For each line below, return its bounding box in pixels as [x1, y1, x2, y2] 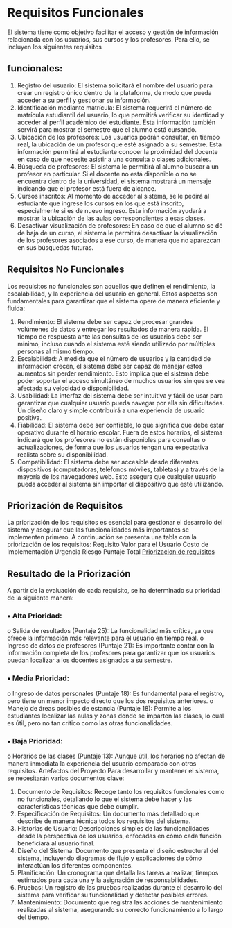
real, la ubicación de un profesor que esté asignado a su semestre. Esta [17, 140, 222, 149]
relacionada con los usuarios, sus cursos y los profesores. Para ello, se [7, 35, 210, 43]
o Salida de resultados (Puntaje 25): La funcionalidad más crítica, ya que [7, 627, 214, 635]
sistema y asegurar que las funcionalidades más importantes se [7, 525, 189, 534]
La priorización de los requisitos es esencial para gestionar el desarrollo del [7, 518, 223, 527]
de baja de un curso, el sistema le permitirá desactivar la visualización [17, 228, 217, 237]
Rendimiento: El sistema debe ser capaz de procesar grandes [17, 317, 193, 326]
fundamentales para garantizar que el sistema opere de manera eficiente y [7, 296, 220, 305]
